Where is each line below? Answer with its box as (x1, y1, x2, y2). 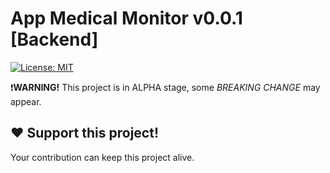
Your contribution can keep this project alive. (10, 151, 195, 163)
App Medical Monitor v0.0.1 (10, 7, 243, 30)
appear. (10, 95, 42, 107)
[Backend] (10, 28, 99, 51)
